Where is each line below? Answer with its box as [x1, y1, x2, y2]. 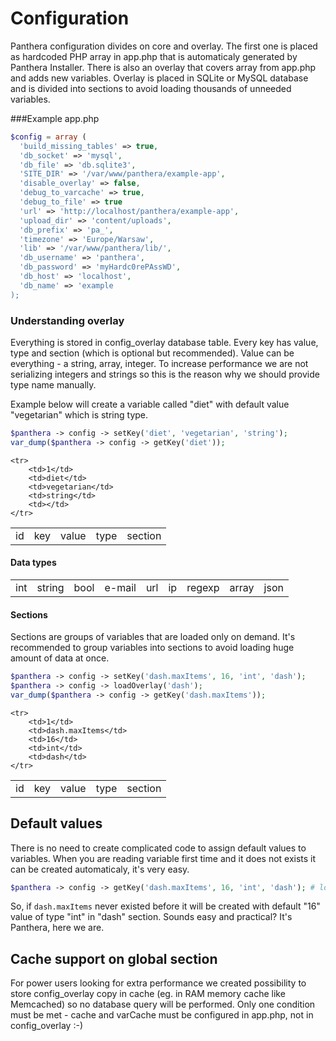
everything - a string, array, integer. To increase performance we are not [10, 357, 309, 369]
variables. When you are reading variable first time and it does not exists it [10, 852, 317, 864]
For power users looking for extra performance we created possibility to [10, 977, 307, 989]
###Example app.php [10, 112, 100, 124]
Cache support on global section [10, 950, 218, 967]
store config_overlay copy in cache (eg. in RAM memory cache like [10, 988, 286, 1000]
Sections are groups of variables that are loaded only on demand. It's [10, 631, 296, 643]
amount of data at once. [10, 652, 110, 664]
